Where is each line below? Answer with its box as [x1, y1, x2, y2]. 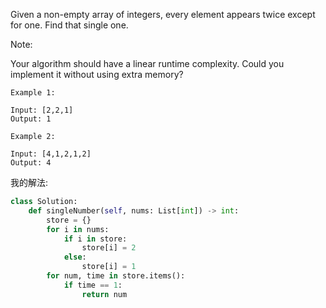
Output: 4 [10, 158, 52, 168]
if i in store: [63, 234, 128, 244]
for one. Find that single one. [10, 19, 129, 31]
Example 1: [10, 88, 56, 98]
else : [63, 252, 87, 263]
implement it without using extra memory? [10, 69, 184, 80]
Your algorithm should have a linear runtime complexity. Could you [10, 58, 285, 69]
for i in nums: [46, 224, 110, 234]
